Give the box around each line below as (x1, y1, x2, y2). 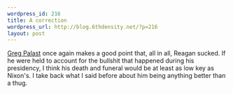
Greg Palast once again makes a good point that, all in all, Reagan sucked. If (7, 49, 226, 58)
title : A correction (7, 17, 68, 24)
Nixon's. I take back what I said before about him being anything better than (7, 72, 226, 80)
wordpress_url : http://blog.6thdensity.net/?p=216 (7, 23, 158, 30)
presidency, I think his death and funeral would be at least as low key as (7, 64, 215, 72)
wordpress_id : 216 (7, 10, 61, 18)
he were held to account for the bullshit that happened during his (7, 57, 195, 65)
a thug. (7, 79, 28, 88)
